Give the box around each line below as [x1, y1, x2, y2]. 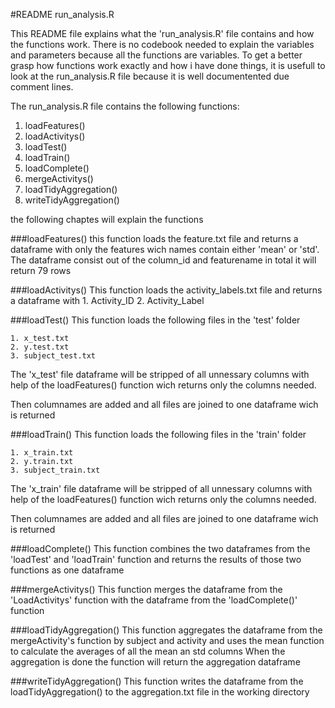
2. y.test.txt [10, 342, 70, 352]
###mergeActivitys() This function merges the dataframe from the [10, 584, 283, 595]
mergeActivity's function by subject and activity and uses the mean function [10, 635, 325, 646]
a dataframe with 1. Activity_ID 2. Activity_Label [10, 295, 205, 306]
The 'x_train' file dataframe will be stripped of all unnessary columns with [10, 483, 313, 494]
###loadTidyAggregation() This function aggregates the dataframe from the [10, 624, 323, 636]
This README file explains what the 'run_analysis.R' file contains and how [10, 28, 315, 39]
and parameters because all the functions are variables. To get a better [10, 49, 303, 61]
